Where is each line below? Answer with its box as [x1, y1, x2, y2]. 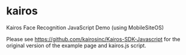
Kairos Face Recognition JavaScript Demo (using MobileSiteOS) [6, 24, 164, 31]
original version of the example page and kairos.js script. [6, 42, 146, 49]
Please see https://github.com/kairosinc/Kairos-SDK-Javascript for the [6, 35, 181, 42]
